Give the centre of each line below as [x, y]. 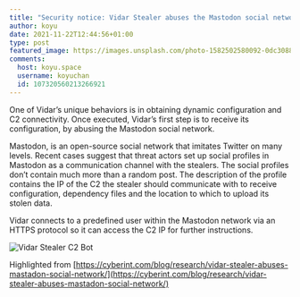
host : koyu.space [50, 68]
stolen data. [31, 203]
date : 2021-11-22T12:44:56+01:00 [71, 34]
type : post [29, 42]
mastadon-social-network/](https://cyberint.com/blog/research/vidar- [138, 274]
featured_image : [39, 51]
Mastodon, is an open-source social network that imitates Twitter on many [146, 146]
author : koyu [33, 26]
